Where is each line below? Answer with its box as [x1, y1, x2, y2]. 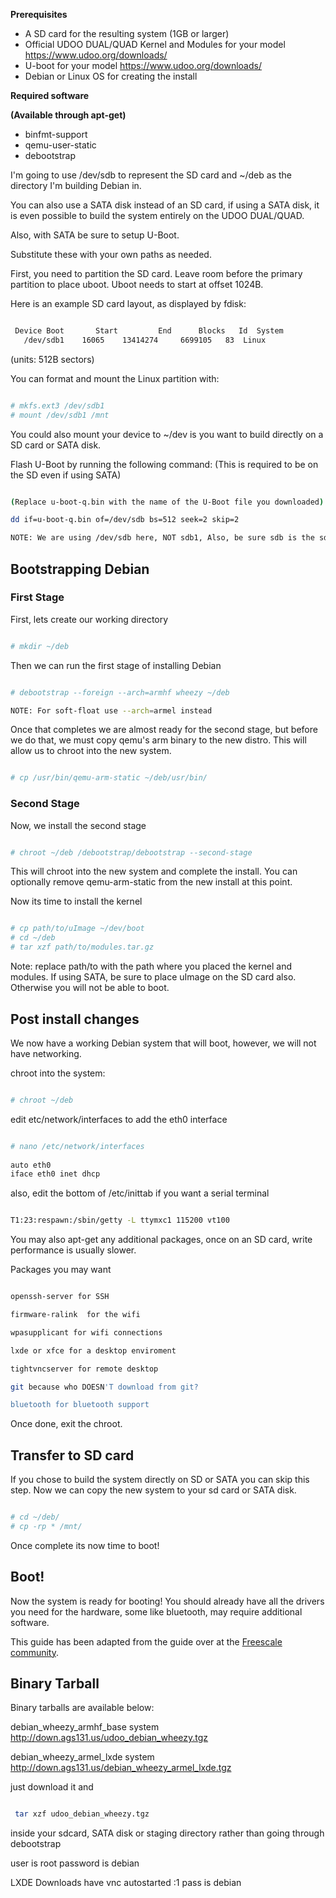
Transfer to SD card [10, 1447, 135, 1464]
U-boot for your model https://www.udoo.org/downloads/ [24, 60, 262, 71]
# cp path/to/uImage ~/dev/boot [10, 924, 145, 934]
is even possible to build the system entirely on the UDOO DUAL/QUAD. [10, 210, 305, 221]
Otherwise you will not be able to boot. [10, 982, 170, 994]
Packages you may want [10, 1264, 112, 1276]
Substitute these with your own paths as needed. [10, 249, 212, 260]
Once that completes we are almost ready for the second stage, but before [10, 724, 318, 736]
